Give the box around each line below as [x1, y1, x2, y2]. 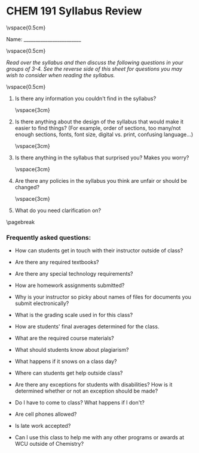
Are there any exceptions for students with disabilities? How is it [14, 381, 173, 388]
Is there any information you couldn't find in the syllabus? [14, 95, 157, 102]
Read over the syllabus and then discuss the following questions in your [6, 59, 183, 66]
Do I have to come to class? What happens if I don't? [14, 399, 145, 406]
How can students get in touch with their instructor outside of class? [14, 247, 183, 254]
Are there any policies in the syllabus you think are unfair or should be [14, 177, 187, 184]
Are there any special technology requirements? [14, 270, 133, 277]
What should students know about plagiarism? [14, 346, 129, 354]
